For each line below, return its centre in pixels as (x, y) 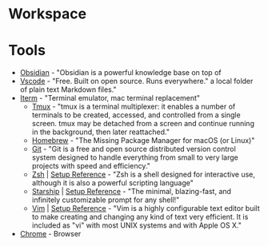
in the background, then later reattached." (101, 132)
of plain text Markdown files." (68, 89)
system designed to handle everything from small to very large (135, 157)
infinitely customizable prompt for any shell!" (106, 200)
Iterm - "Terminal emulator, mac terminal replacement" (110, 98)
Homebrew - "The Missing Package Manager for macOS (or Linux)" (143, 141)
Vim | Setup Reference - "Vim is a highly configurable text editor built (146, 208)
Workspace (47, 14)
